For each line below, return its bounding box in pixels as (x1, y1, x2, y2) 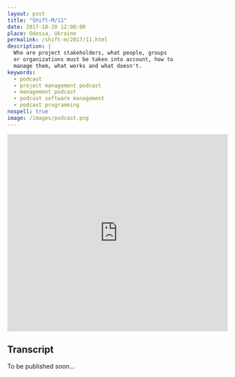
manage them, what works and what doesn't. (13, 62, 142, 69)
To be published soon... (7, 362, 76, 371)
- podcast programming (13, 102, 80, 109)
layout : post (7, 10, 45, 18)
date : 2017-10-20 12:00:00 (7, 23, 86, 30)
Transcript (7, 344, 54, 356)
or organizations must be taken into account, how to (13, 56, 173, 63)
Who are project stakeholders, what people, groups (13, 50, 168, 57)
